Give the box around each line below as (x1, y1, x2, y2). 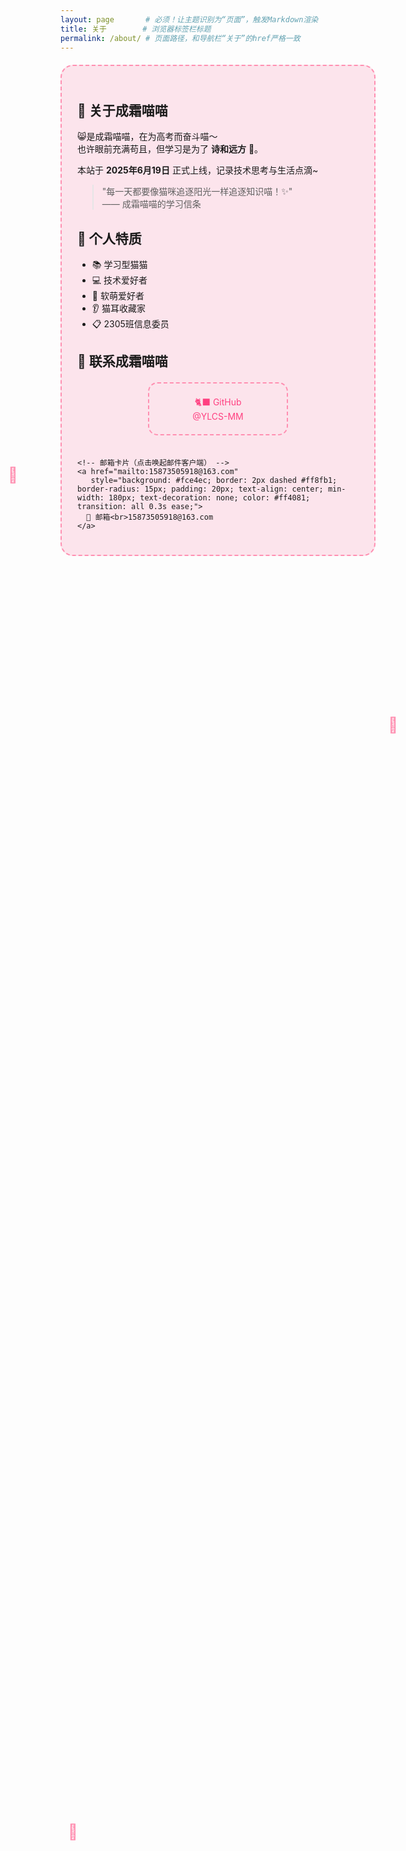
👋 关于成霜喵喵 (77, 102, 168, 119)
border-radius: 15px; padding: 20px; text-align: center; (77, 484, 324, 495)
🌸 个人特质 (77, 230, 142, 247)
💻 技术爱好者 (91, 274, 148, 286)
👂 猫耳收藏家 (91, 302, 146, 314)
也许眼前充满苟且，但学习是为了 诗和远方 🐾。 (77, 143, 264, 155)
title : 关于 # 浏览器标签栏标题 (60, 24, 212, 34)
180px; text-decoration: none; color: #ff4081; (108, 493, 311, 503)
